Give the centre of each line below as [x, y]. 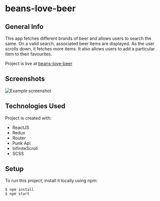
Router [19, 138]
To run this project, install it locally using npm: [52, 181]
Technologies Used [35, 106]
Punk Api [21, 143]
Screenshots [25, 79]
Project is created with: [28, 118]
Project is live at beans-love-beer [39, 63]
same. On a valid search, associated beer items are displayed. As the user [80, 44]
